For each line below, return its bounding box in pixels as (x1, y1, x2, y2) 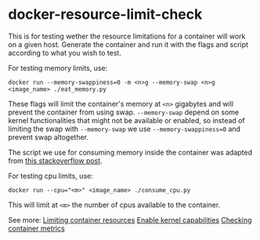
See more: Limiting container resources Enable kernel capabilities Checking (8, 215, 252, 224)
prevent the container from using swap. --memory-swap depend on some (8, 107, 240, 117)
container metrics (8, 224, 65, 233)
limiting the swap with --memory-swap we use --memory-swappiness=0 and (8, 124, 241, 133)
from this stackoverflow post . (8, 155, 103, 165)
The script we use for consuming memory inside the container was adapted (8, 147, 253, 157)
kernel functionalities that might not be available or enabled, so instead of (8, 115, 245, 125)
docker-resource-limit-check (8, 5, 203, 24)
